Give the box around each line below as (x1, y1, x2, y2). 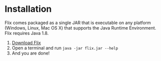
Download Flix (11, 39, 41, 45)
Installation (4, 3, 52, 15)
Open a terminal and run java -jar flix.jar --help (11, 45, 118, 51)
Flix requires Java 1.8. (4, 30, 49, 36)
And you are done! (11, 50, 50, 56)
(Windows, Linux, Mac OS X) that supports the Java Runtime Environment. (4, 25, 157, 30)
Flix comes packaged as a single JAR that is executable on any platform (4, 20, 152, 26)
